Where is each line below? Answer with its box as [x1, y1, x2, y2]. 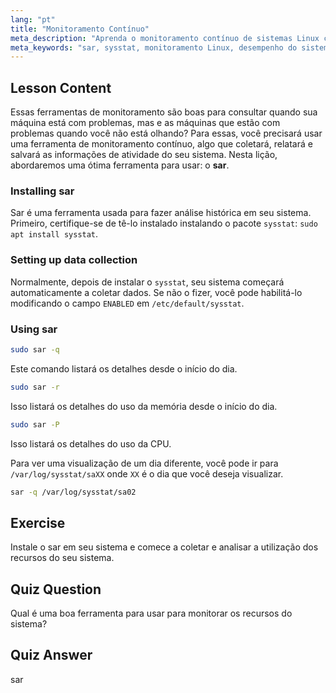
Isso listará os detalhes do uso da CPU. [10, 437, 172, 450]
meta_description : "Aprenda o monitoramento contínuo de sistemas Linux [10, 33, 320, 43]
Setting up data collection [10, 253, 138, 267]
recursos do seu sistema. [10, 552, 115, 564]
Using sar [10, 322, 58, 336]
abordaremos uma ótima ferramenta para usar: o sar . [10, 159, 230, 171]
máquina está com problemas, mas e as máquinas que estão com [10, 117, 281, 129]
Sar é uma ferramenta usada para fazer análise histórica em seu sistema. [10, 207, 312, 219]
